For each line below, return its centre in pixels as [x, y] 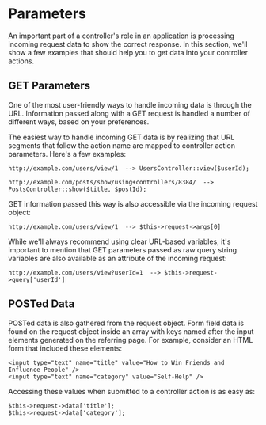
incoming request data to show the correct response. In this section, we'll [128, 44]
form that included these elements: [65, 348]
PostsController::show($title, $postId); [78, 189]
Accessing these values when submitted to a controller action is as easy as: [132, 391]
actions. [21, 61]
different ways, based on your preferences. [79, 121]
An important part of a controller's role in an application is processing [122, 36]
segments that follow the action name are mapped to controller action [122, 145]
